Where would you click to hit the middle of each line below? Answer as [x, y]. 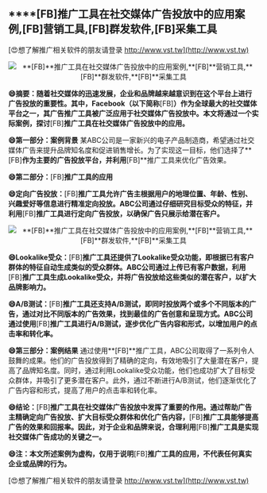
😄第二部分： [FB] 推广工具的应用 [61, 176]
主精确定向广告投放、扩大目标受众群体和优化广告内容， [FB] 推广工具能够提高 [133, 417]
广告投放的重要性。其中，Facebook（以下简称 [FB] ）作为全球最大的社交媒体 [133, 103]
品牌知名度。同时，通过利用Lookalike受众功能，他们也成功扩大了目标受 [139, 370]
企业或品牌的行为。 [40, 464]
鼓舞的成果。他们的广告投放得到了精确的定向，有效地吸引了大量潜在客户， [130, 360]
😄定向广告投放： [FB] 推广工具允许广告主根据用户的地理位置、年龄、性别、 [130, 194]
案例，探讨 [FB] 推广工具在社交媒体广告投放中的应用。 [102, 123]
